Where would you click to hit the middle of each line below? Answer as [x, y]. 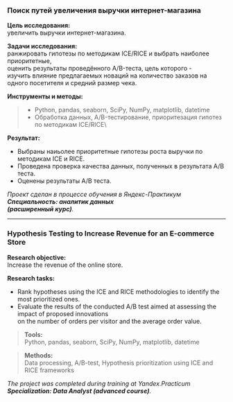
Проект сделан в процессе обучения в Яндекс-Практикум [94, 194]
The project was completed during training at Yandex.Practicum [99, 383]
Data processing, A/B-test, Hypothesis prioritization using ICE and [119, 362]
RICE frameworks [49, 370]
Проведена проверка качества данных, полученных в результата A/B [120, 166]
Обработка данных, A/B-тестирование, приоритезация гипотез [128, 117]
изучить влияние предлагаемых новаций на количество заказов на [107, 76]
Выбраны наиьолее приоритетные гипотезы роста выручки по [110, 152]
